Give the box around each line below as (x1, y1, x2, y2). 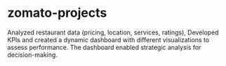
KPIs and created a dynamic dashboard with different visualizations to (7, 35, 210, 44)
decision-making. (7, 51, 58, 59)
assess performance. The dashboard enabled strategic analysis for (7, 43, 201, 51)
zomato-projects (7, 5, 107, 21)
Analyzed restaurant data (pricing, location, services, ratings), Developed (7, 28, 219, 37)
